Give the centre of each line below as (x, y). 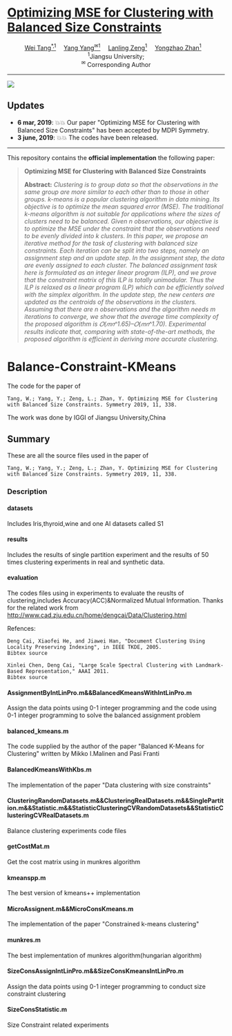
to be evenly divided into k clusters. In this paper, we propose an (116, 235)
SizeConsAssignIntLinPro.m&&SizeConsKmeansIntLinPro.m (96, 971)
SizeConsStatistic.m (37, 1010)
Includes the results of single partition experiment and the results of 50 (108, 554)
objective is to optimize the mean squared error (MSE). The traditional (124, 206)
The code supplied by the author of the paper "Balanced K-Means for (106, 746)
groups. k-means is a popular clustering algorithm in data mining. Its (122, 199)
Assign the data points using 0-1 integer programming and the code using (112, 708)
